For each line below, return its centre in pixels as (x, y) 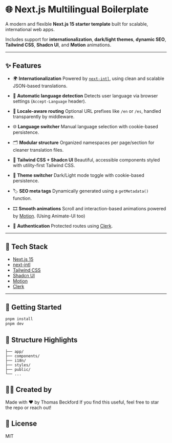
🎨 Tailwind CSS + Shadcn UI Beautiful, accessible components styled (86, 159)
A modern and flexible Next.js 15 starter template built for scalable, (77, 24)
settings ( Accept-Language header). (49, 101)
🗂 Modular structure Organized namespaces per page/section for (83, 143)
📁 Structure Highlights (41, 340)
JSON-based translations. (40, 86)
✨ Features (23, 66)
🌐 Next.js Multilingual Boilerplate (77, 9)
